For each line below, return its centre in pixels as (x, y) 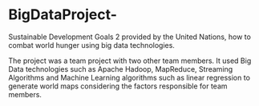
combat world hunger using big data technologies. (91, 45)
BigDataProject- (63, 15)
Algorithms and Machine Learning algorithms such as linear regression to (129, 77)
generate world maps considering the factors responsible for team (118, 86)
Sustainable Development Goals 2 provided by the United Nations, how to (129, 37)
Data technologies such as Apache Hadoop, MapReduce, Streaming (121, 69)
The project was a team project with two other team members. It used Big (130, 61)
